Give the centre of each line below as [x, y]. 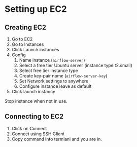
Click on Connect [29, 128]
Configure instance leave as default [55, 86]
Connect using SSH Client [38, 134]
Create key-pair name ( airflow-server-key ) [63, 76]
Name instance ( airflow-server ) [52, 60]
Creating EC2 [25, 27]
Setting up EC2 [36, 9]
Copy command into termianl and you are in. [57, 139]
